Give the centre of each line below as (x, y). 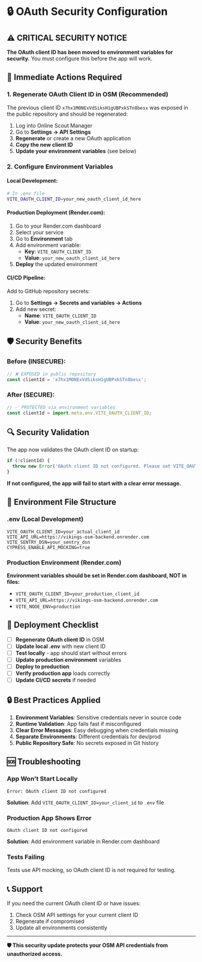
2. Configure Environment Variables (60, 167)
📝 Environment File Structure (61, 502)
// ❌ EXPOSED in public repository (52, 374)
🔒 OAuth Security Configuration (87, 12)
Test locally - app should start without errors (71, 653)
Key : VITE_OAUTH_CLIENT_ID (58, 251)
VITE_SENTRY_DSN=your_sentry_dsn (49, 542)
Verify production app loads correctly (63, 673)
